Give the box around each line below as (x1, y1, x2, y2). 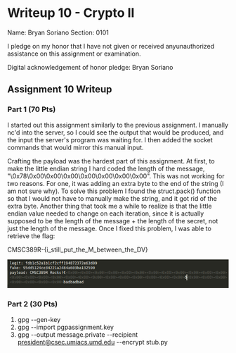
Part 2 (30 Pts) (7, 299, 58, 309)
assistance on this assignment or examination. (7, 49, 141, 58)
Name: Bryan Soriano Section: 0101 (7, 28, 109, 37)
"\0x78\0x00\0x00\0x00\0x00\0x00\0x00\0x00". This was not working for (7, 171, 225, 180)
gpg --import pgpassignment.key (17, 323, 114, 331)
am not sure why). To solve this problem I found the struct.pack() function (7, 187, 221, 195)
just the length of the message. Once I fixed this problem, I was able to (7, 224, 212, 233)
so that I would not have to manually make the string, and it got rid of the (7, 194, 218, 202)
